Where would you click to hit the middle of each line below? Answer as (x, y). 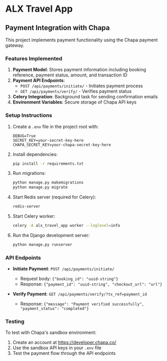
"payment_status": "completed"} (54, 309)
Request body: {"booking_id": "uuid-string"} (69, 279)
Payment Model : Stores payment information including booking (79, 70)
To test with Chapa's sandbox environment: (51, 332)
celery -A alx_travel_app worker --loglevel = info (66, 226)
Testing (15, 322)
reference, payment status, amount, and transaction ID (70, 75)
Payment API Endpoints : (39, 81)
